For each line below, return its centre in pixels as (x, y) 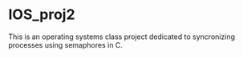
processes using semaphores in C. (65, 44)
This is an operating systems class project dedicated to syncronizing (121, 37)
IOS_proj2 (42, 15)
